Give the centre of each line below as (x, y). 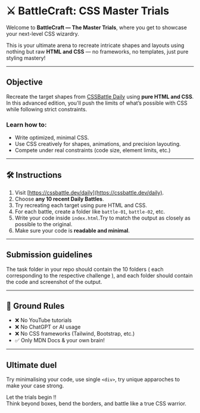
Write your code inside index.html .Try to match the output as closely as (102, 218)
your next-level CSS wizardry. (43, 33)
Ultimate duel (32, 365)
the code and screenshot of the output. (54, 281)
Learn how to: (26, 124)
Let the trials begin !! (31, 398)
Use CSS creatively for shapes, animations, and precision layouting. (98, 144)
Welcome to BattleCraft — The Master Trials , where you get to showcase (97, 27)
